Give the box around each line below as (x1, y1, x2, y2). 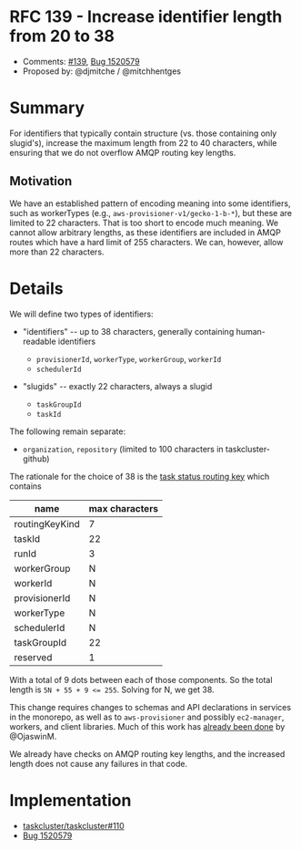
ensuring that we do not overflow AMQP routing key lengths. (9, 147, 236, 158)
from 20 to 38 (9, 26, 115, 47)
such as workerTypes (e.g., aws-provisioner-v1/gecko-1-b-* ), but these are (9, 207, 293, 218)
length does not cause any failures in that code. (9, 758, 188, 769)
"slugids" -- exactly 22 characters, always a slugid (22, 380, 213, 391)
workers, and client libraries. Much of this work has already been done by (9, 720, 286, 731)
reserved (14, 650, 53, 663)
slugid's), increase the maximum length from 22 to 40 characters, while (9, 137, 277, 148)
